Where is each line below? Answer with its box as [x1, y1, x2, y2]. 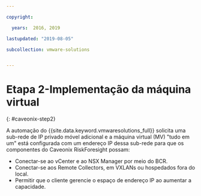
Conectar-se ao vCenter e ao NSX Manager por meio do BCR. [14, 158, 168, 165]
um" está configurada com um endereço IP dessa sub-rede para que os [6, 140, 184, 147]
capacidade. [14, 183, 46, 191]
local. [14, 170, 29, 177]
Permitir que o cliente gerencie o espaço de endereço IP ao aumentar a [14, 177, 192, 184]
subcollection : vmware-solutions [6, 46, 90, 53]
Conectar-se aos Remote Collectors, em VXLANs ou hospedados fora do [14, 164, 196, 171]
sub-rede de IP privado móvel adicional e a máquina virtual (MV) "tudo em [6, 133, 190, 141]
